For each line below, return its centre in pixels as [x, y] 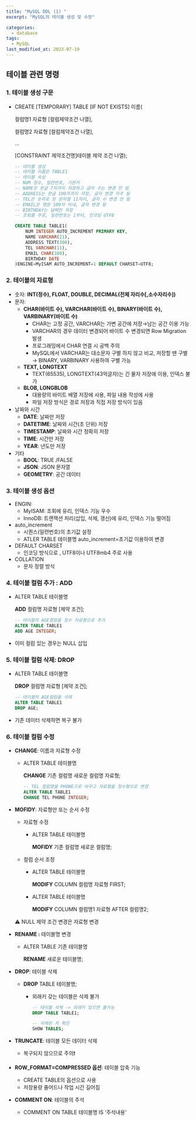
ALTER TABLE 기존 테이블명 [55, 946]
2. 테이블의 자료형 [30, 280]
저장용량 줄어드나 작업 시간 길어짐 [62, 1088]
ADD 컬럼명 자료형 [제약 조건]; [49, 609]
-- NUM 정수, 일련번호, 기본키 [47, 183]
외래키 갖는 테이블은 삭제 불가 [66, 996]
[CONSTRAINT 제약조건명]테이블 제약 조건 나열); [71, 155]
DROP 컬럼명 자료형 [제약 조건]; [51, 686]
